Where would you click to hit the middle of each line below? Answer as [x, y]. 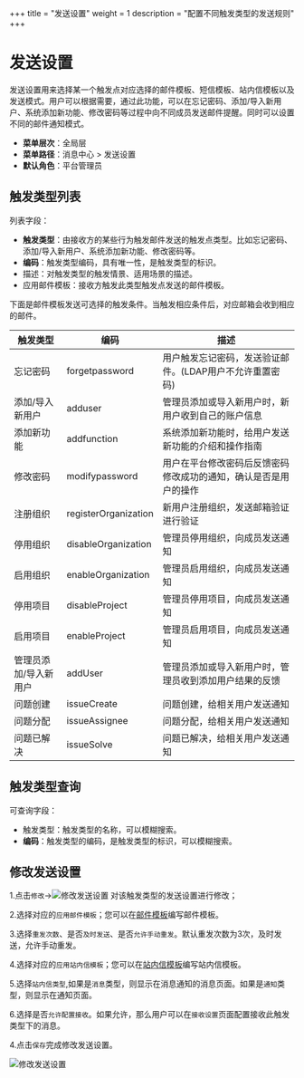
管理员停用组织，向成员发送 [221, 537]
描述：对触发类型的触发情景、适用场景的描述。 [109, 274]
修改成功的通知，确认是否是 [221, 476]
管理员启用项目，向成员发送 [221, 630]
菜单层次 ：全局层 [54, 142]
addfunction [92, 438]
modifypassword [102, 476]
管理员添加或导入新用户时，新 [226, 401]
